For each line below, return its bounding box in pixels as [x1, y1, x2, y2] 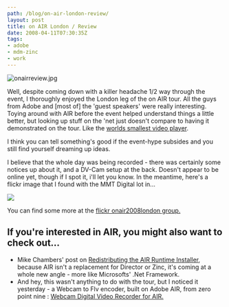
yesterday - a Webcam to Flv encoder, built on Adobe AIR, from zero [17, 284, 211, 293]
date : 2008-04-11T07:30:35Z [7, 29, 88, 37]
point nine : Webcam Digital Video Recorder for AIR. [17, 292, 164, 300]
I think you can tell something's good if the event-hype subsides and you [7, 137, 214, 146]
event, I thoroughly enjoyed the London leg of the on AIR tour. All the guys [7, 95, 217, 103]
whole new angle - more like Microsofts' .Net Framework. [17, 270, 180, 278]
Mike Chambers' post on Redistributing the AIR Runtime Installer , [17, 255, 201, 264]
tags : [7, 36, 23, 43]
